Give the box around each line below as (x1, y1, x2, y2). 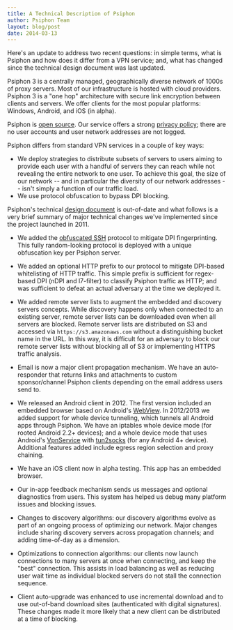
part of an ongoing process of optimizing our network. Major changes (17, 521, 218, 530)
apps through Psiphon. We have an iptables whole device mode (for (17, 421, 212, 430)
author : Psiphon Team (7, 17, 70, 24)
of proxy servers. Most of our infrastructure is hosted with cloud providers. (7, 84, 222, 93)
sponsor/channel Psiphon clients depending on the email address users (17, 378, 223, 387)
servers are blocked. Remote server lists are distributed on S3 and (17, 320, 207, 329)
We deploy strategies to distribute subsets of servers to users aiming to (17, 155, 223, 163)
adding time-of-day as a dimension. (17, 536, 120, 544)
